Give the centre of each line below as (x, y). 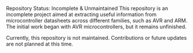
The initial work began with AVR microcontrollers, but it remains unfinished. (96, 26)
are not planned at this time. (40, 44)
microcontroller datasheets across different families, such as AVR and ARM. (97, 20)
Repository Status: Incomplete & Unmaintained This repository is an (87, 8)
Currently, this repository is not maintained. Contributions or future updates (96, 38)
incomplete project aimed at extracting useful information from (81, 14)
